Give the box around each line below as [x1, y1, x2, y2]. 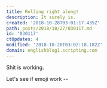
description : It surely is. [6, 14, 77, 20]
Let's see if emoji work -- [6, 75, 69, 82]
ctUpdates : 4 [6, 36, 39, 42]
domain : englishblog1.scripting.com [6, 48, 97, 54]
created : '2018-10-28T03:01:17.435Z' [6, 20, 100, 26]
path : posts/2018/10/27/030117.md [6, 25, 93, 32]
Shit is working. [6, 64, 44, 71]
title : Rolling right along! [6, 8, 79, 15]
